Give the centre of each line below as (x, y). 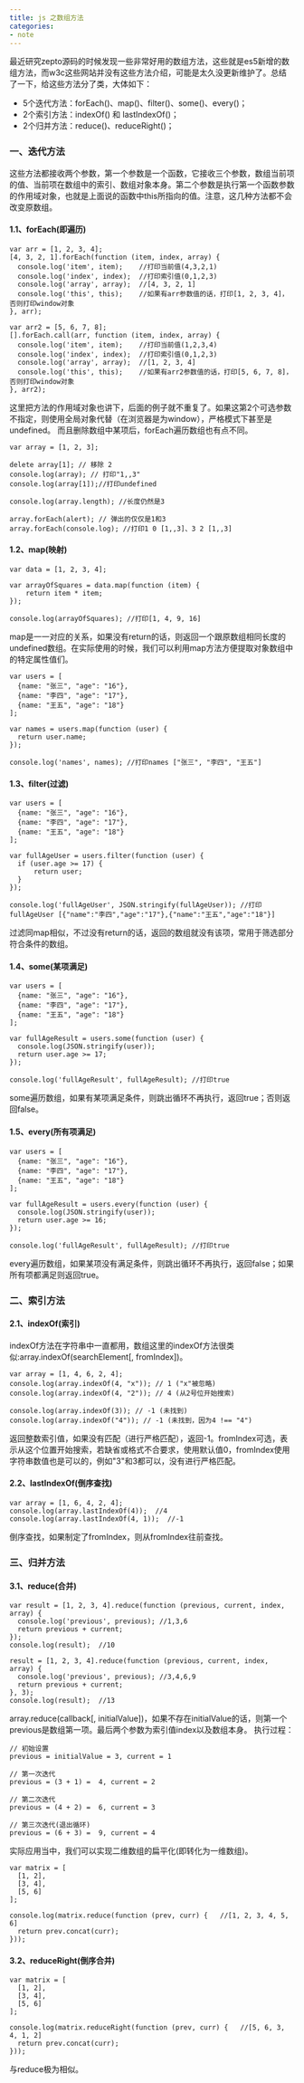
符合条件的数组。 (41, 944)
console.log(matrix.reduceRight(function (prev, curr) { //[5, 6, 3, (147, 2028)
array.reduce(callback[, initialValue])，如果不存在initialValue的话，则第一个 (148, 1719)
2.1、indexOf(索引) (45, 1323)
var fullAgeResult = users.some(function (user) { (107, 1039)
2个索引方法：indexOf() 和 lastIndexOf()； (100, 115)
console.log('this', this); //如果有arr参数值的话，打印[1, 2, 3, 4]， (153, 294)
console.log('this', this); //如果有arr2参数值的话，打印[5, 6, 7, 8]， (155, 372)
